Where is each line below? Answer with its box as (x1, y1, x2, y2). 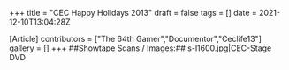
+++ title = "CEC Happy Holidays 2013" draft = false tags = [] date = (9, 8, 258, 17)
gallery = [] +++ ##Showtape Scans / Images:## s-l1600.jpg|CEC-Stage (9, 43, 272, 53)
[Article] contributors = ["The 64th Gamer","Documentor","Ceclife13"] (9, 34, 262, 44)
